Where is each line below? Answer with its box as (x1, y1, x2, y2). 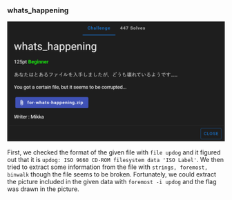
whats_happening (7, 6, 69, 15)
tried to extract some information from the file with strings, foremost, (7, 163, 209, 171)
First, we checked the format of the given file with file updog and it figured (7, 148, 221, 157)
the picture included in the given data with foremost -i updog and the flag (7, 177, 217, 186)
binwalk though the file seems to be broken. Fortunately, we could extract (7, 170, 216, 178)
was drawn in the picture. (7, 185, 79, 193)
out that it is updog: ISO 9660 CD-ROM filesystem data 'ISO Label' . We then (7, 155, 224, 163)
